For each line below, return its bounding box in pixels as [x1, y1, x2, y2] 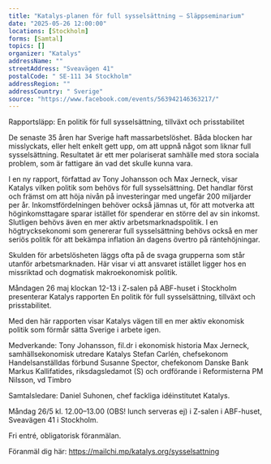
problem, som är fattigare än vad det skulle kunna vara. [8, 159, 193, 169]
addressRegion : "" [8, 79, 71, 88]
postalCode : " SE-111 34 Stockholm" [8, 72, 132, 80]
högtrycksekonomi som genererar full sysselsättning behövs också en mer [8, 226, 258, 236]
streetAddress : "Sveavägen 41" [8, 65, 114, 73]
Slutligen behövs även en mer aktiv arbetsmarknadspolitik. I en [8, 217, 219, 227]
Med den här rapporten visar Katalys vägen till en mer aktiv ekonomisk [8, 316, 245, 326]
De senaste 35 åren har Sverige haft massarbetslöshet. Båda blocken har [8, 133, 253, 143]
